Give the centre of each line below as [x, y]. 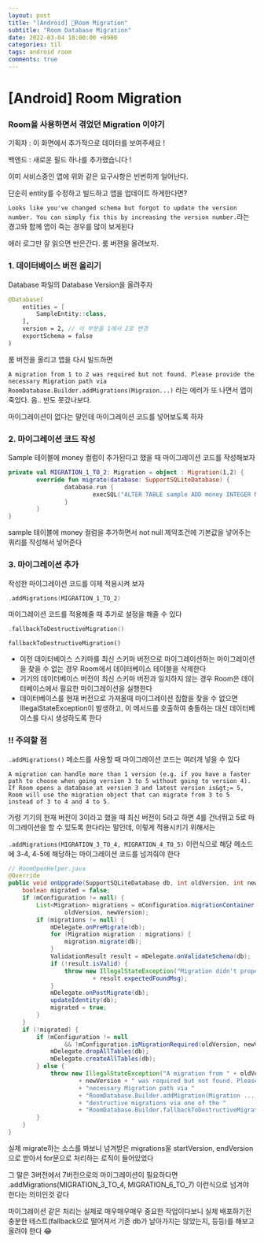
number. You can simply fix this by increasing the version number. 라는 [129, 217]
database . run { [89, 487]
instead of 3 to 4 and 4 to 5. [59, 801]
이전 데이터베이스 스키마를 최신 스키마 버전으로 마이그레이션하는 [117, 659]
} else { [51, 1067]
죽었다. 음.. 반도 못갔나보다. [50, 399]
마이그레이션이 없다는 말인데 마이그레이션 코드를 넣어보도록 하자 [106, 416]
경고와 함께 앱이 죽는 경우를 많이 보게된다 [71, 227]
